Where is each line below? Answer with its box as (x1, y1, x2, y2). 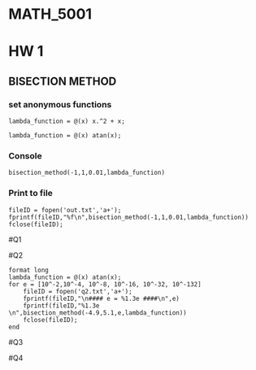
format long (8, 266, 49, 274)
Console (8, 150, 42, 161)
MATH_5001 (8, 5, 92, 24)
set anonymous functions (8, 98, 112, 110)
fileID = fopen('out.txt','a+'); (8, 206, 122, 214)
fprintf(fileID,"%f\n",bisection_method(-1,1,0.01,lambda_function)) (8, 213, 249, 221)
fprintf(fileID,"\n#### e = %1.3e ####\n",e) (23, 294, 180, 303)
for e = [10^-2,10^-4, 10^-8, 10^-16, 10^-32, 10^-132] (8, 280, 202, 289)
